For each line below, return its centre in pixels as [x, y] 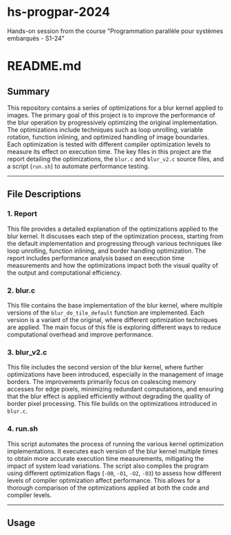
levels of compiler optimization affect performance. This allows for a [104, 480]
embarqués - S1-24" [36, 38]
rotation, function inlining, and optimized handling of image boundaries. [108, 137]
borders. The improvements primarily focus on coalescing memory [102, 382]
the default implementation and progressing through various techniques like [114, 243]
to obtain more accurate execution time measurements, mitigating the [106, 458]
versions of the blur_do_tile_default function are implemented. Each [106, 312]
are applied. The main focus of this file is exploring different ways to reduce [114, 327]
